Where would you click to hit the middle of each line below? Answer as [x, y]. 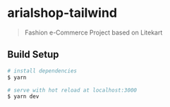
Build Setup [33, 55]
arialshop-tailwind [62, 13]
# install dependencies [42, 71]
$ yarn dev [23, 96]
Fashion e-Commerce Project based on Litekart [93, 32]
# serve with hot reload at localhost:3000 [72, 90]
